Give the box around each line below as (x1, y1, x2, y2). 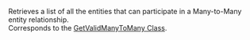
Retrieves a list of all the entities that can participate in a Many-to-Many (8, 7, 242, 16)
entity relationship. (8, 15, 69, 24)
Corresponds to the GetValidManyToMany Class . (8, 24, 167, 32)
